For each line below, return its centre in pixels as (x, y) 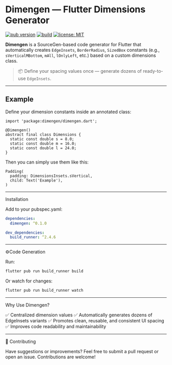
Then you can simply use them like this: (47, 162)
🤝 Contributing (21, 341)
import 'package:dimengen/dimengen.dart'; (51, 121)
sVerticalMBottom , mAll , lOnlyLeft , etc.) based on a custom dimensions (81, 55)
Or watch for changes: (29, 281)
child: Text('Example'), (36, 180)
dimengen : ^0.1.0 (28, 223)
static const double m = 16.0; (43, 144)
